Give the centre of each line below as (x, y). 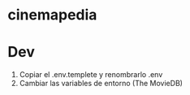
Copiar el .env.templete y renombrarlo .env (91, 75)
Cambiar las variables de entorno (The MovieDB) (101, 84)
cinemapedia (52, 15)
